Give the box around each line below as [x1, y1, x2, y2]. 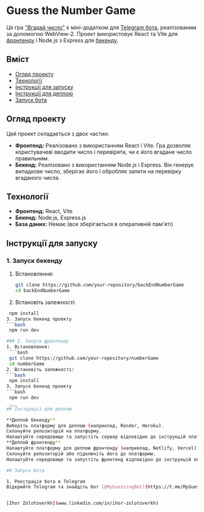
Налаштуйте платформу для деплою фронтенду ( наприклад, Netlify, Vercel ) [6, 445, 197, 451]
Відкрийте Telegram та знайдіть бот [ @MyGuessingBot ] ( [6, 484, 148, 490]
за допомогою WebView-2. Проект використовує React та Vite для [6, 30, 178, 37]
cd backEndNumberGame [15, 287, 70, 293]
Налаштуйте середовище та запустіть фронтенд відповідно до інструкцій [6, 456, 191, 462]
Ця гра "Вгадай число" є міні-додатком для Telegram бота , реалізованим [6, 24, 197, 31]
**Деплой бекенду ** [6, 417, 56, 423]
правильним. [15, 154, 49, 162]
